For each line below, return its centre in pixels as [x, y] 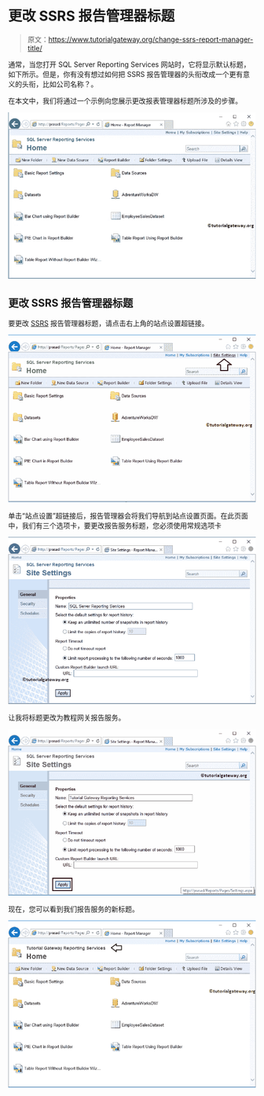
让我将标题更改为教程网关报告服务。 [67, 717]
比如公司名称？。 [70, 84]
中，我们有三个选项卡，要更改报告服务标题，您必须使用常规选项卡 [115, 525]
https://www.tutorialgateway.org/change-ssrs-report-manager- [151, 39]
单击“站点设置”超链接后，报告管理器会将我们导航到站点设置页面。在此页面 [128, 515]
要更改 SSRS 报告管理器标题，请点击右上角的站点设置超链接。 [108, 324]
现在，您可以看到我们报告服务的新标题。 [73, 909]
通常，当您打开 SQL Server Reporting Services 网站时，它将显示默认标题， [129, 64]
